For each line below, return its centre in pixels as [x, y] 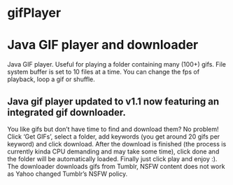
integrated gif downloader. [66, 112]
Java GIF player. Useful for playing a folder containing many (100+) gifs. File [116, 64]
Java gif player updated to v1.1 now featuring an [113, 101]
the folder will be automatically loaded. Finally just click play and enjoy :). [112, 158]
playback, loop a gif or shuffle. [51, 79]
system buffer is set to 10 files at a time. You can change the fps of [104, 72]
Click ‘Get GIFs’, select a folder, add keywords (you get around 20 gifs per [114, 136]
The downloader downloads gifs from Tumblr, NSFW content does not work [116, 166]
